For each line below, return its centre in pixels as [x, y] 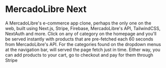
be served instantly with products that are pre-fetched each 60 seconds [79, 39]
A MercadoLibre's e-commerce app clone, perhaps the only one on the [78, 23]
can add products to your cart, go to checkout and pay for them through [79, 55]
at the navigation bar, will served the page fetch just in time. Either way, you [83, 49]
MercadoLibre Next [46, 9]
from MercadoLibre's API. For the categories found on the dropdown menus [83, 44]
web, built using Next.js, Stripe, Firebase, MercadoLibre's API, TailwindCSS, [83, 28]
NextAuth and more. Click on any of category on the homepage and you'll [81, 33]
